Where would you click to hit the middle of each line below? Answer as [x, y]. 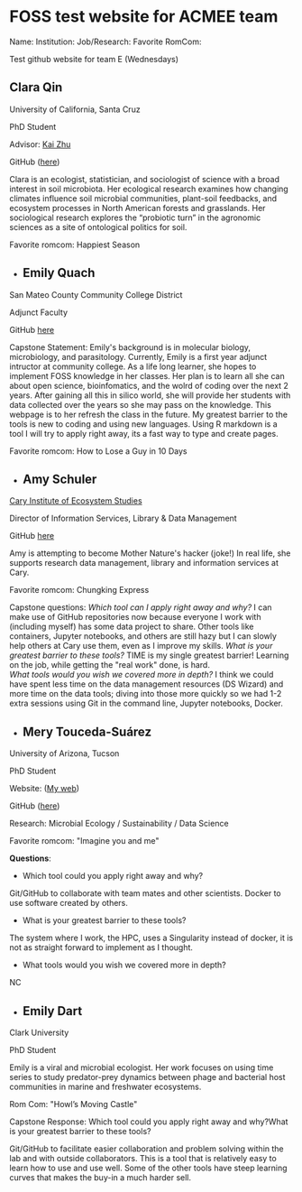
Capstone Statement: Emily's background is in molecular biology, [130, 347]
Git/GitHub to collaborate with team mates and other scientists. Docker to [145, 893]
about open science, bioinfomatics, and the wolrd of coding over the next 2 [149, 385]
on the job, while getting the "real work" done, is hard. [110, 665]
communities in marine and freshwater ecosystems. [105, 1086]
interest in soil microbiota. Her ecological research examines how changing [149, 189]
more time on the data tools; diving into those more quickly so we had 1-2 [146, 694]
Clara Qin [36, 88]
